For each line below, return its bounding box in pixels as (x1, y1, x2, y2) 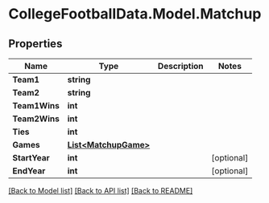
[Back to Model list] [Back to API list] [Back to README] (8, 186, 193, 195)
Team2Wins (12, 113, 60, 124)
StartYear (12, 152, 50, 163)
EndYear (12, 165, 46, 177)
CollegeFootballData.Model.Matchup (8, 5, 262, 23)
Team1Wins (12, 100, 60, 111)
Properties (8, 37, 63, 51)
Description (157, 61, 204, 71)
